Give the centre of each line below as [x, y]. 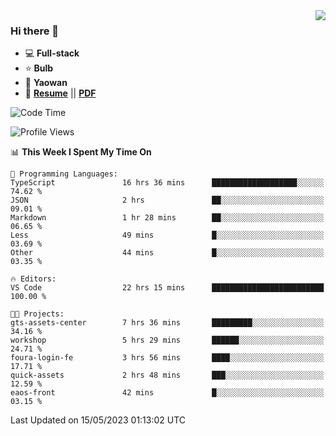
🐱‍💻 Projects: [37, 314]
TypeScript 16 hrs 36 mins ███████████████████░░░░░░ [167, 183]
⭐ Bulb [39, 68]
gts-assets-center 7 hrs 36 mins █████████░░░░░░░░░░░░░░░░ [167, 323]
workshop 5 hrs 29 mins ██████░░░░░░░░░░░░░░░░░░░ [167, 340]
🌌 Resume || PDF [60, 93]
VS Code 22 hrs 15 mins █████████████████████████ [167, 288]
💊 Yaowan [46, 83]
